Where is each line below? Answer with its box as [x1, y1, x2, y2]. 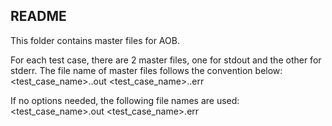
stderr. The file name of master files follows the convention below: [10, 64, 283, 76]
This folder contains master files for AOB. [10, 34, 180, 46]
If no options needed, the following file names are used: [10, 94, 240, 106]
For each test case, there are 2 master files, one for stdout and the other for [10, 54, 322, 66]
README [10, 8, 67, 25]
